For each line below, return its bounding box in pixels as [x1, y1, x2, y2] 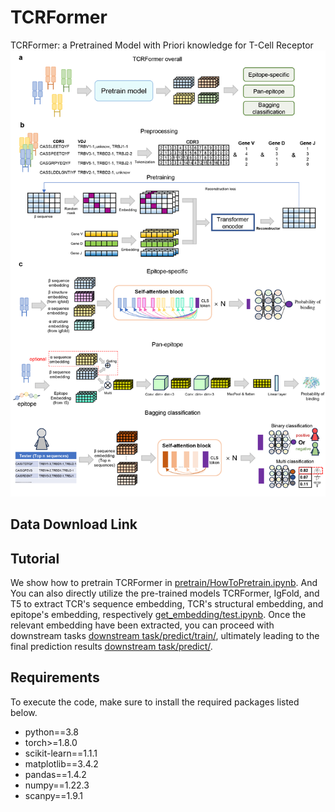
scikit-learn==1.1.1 [24, 747, 98, 759]
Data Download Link [10, 516, 138, 533]
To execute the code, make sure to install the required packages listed [10, 696, 300, 708]
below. [10, 706, 38, 718]
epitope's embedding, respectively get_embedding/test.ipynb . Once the [10, 608, 307, 620]
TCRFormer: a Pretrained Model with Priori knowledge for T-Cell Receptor [10, 39, 314, 51]
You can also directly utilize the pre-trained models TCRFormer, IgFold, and [10, 587, 320, 599]
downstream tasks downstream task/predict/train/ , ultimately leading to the [10, 629, 320, 641]
